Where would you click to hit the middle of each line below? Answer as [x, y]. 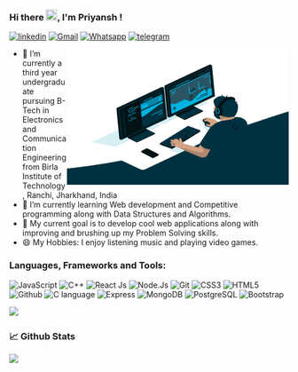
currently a [42, 63]
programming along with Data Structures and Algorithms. [126, 214]
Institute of [42, 177]
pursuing [38, 101]
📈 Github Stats [42, 336]
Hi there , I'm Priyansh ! [66, 17]
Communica [44, 139]
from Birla [40, 167]
